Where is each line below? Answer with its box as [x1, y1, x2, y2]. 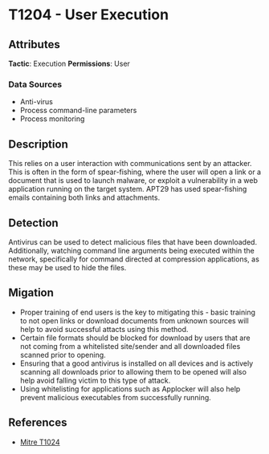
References [8, 415, 67, 430]
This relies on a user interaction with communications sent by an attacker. [8, 159, 252, 168]
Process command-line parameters [19, 106, 137, 116]
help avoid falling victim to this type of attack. [19, 375, 171, 385]
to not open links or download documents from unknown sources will [19, 315, 249, 326]
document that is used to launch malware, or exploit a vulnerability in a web [8, 176, 259, 185]
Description [8, 137, 68, 151]
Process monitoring [19, 114, 85, 124]
